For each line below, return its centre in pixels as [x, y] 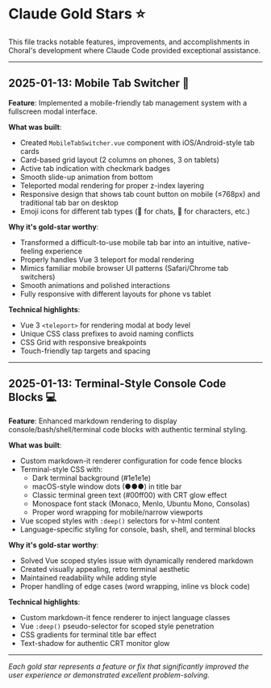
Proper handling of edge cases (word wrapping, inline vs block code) [135, 586]
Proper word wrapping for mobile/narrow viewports [117, 512]
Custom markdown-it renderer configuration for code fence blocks [131, 461]
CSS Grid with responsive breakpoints [83, 342]
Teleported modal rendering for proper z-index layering [112, 186]
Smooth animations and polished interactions [95, 285]
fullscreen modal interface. [53, 111]
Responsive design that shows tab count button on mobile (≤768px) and [140, 194]
